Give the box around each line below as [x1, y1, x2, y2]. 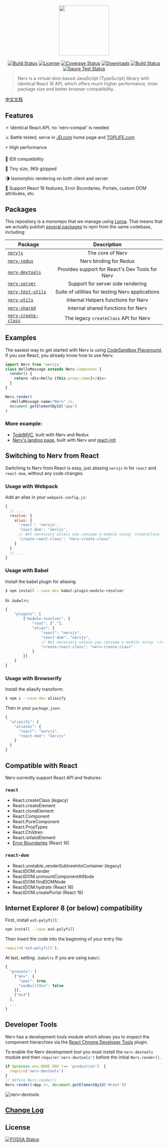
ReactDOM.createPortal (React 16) [12, 889, 83, 896]
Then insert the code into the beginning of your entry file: [5, 936, 123, 942]
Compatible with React [5, 761, 77, 770]
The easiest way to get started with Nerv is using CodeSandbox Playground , [5, 347, 162, 353]
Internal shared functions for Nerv [67, 304, 147, 311]
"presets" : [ [9, 969, 37, 974]
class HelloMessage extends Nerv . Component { [5, 366, 101, 371]
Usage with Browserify [5, 675, 62, 682]
